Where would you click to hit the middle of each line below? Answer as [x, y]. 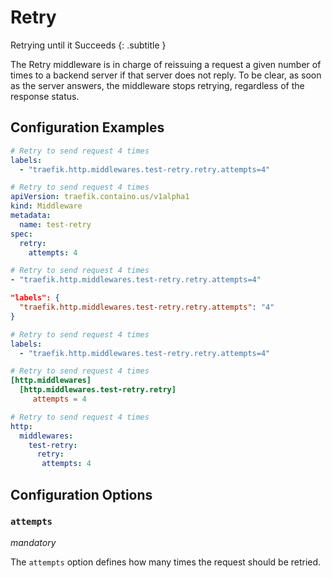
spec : [21, 234]
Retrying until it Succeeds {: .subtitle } [88, 45]
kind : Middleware [46, 206]
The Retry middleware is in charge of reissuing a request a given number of [166, 64]
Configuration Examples [87, 127]
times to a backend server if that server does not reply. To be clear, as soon [166, 75]
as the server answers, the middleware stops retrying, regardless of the [157, 85]
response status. [45, 96]
